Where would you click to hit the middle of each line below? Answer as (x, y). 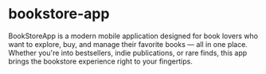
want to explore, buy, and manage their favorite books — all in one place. (128, 44)
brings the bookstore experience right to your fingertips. (100, 61)
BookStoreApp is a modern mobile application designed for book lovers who (133, 36)
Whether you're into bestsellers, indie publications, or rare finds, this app (128, 53)
